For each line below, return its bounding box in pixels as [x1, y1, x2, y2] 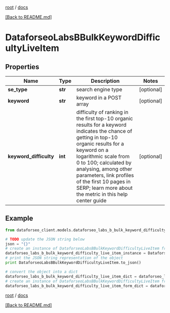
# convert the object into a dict [5, 269, 78, 274]
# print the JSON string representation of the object [5, 255, 123, 260]
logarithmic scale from [76, 153, 130, 160]
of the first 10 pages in [76, 178, 131, 185]
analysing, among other [76, 166, 133, 172]
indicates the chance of [76, 128, 133, 134]
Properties [5, 63, 39, 71]
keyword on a [76, 146, 109, 153]
